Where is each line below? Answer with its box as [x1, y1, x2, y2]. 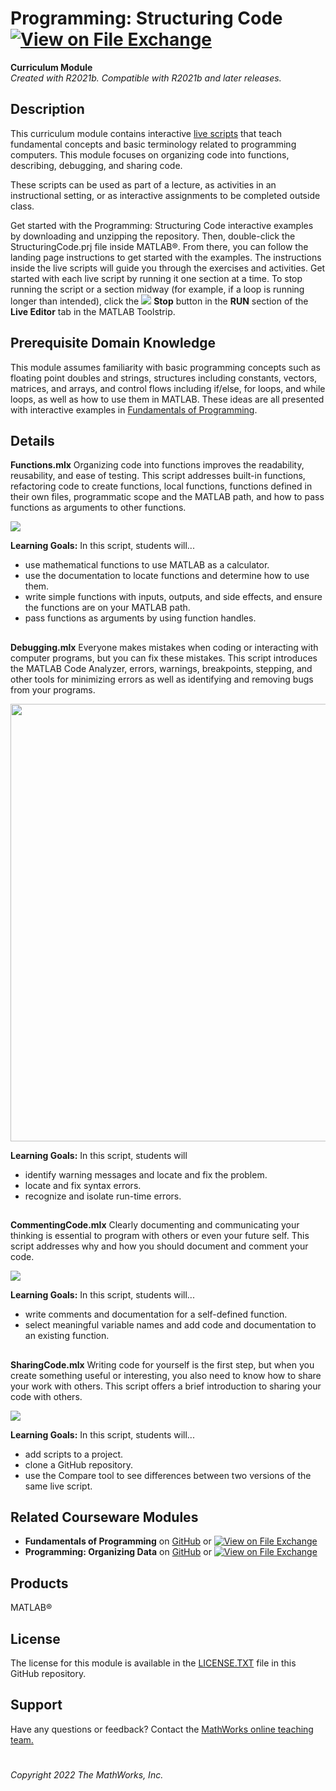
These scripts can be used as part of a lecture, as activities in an [10, 178, 277, 191]
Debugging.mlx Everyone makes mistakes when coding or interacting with [10, 641, 319, 653]
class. [10, 200, 35, 212]
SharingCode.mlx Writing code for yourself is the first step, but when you [10, 1358, 315, 1371]
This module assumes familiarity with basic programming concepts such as [10, 361, 321, 373]
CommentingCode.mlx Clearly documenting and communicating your [10, 1219, 300, 1231]
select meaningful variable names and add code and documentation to [24, 1319, 317, 1331]
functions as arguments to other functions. [10, 502, 187, 514]
